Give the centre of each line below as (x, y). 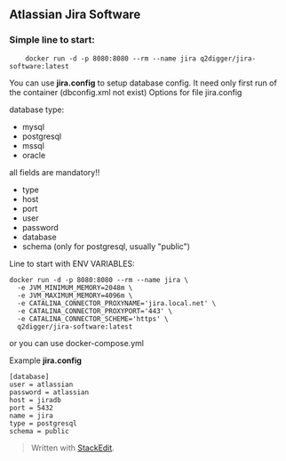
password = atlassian (49, 392)
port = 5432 (31, 408)
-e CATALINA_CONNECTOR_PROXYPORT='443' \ (95, 311)
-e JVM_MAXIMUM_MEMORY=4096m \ (75, 295)
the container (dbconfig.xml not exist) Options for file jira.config (126, 92)
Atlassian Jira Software (75, 15)
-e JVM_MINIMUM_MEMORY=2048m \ (75, 287)
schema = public (39, 431)
